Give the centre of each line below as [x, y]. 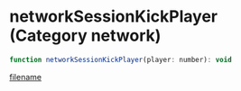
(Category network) [85, 36]
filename [26, 77]
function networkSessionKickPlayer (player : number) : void [120, 59]
